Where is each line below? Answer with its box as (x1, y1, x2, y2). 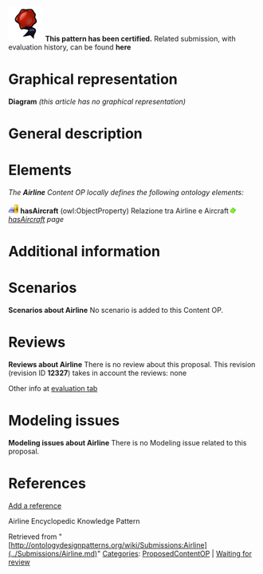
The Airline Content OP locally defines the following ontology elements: (8, 188, 245, 197)
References (8, 474, 86, 493)
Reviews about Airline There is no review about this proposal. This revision (8, 360, 256, 370)
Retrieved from (8, 532, 57, 541)
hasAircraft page (8, 215, 65, 224)
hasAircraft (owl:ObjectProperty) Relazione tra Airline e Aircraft (19, 206, 230, 216)
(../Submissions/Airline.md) (8, 549, 98, 558)
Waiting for (215, 549, 253, 558)
